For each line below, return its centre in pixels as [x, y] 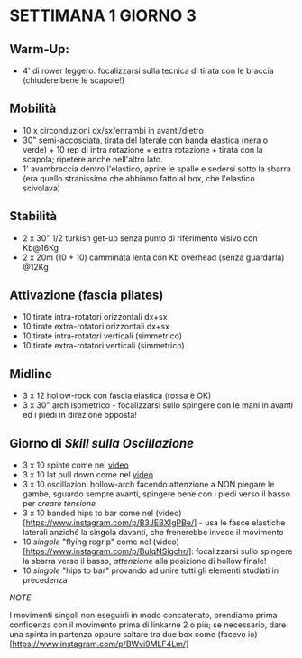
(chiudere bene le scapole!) [73, 80]
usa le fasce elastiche [245, 523]
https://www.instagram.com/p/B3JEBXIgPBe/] [111, 523]
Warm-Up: [40, 49]
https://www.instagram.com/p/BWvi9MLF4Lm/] [101, 644]
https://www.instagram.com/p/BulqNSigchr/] [109, 551]
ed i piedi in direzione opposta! [80, 415]
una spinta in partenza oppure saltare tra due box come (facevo [128, 635]
